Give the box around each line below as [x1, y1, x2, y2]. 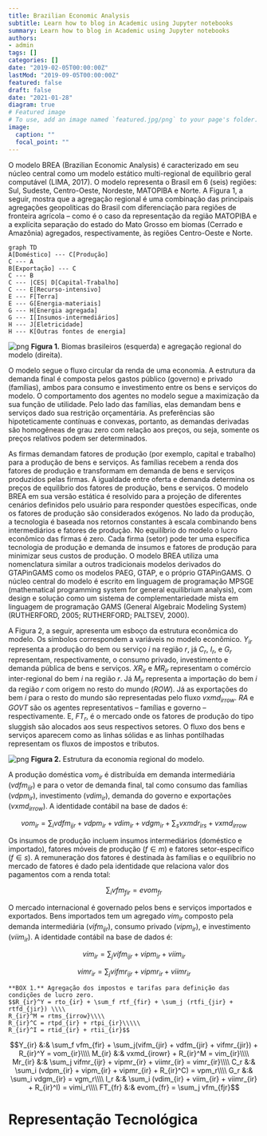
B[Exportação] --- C [8, 265, 77, 273]
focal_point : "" [15, 138, 69, 146]
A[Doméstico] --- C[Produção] [8, 250, 109, 258]
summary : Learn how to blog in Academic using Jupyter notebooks [8, 26, 230, 34]
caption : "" [15, 130, 56, 138]
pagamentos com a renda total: [8, 870, 111, 879]
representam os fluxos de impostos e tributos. [8, 739, 159, 748]
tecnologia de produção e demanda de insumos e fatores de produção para [8, 542, 257, 552]
